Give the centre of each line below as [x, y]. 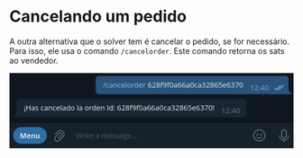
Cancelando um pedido [98, 17]
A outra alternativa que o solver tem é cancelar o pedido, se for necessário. [150, 41]
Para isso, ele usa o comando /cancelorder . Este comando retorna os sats [147, 50]
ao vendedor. [34, 60]
